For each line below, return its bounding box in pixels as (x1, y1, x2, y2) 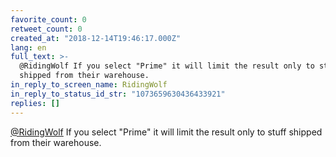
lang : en (10, 42, 47, 53)
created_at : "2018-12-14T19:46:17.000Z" (10, 33, 182, 43)
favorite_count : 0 (10, 14, 87, 25)
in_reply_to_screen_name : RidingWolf (10, 80, 168, 90)
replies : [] (10, 98, 60, 108)
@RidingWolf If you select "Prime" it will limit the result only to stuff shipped (10, 126, 323, 138)
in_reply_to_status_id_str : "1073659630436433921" (10, 89, 226, 99)
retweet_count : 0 (10, 24, 83, 34)
